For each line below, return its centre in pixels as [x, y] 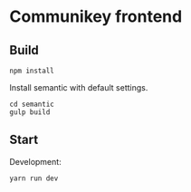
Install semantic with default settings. [79, 87]
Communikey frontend [96, 17]
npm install [32, 71]
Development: [35, 161]
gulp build [30, 112]
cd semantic [32, 104]
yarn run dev [34, 178]
